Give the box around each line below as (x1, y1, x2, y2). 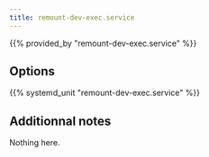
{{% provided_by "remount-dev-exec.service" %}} (9, 38, 197, 48)
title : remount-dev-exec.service (9, 13, 135, 22)
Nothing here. (9, 137, 60, 148)
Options (9, 64, 56, 79)
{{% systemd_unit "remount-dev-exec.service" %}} (9, 87, 201, 99)
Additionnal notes (9, 113, 112, 128)
